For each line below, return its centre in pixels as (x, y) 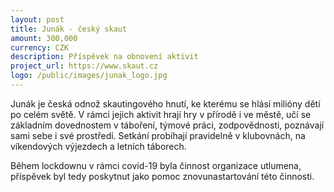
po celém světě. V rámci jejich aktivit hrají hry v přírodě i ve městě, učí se (161, 114)
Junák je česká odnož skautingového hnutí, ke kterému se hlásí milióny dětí (165, 103)
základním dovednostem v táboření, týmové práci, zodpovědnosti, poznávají (167, 125)
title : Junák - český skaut (69, 29)
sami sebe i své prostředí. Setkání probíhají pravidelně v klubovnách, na (158, 135)
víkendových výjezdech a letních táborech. (98, 146)
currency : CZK (40, 47)
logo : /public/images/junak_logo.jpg (89, 76)
